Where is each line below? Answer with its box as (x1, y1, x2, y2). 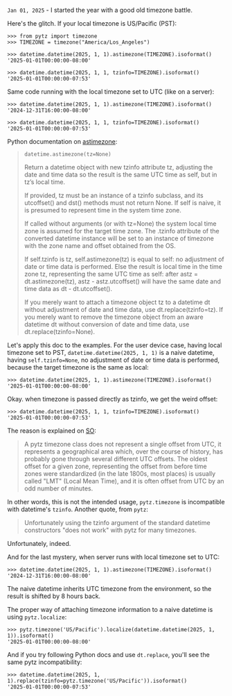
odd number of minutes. (24, 484, 93, 492)
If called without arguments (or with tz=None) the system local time (24, 219, 217, 228)
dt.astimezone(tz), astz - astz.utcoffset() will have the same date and (24, 277, 222, 285)
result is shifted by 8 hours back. (7, 592, 101, 600)
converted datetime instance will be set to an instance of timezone (24, 234, 215, 242)
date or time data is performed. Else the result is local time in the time (24, 263, 223, 270)
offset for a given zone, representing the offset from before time (24, 462, 207, 470)
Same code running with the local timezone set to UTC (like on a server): (7, 88, 215, 96)
